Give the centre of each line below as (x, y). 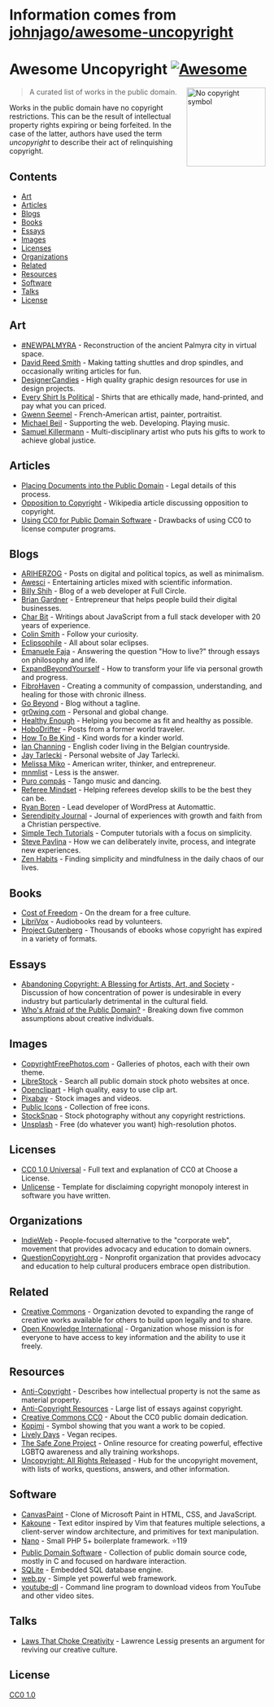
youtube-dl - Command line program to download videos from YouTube (141, 1587)
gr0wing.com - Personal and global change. (95, 712)
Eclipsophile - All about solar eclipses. (85, 643)
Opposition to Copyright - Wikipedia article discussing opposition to (135, 503)
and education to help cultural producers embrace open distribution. (135, 1266)
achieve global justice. (59, 440)
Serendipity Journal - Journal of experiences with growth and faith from (141, 816)
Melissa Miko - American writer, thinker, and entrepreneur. (118, 764)
